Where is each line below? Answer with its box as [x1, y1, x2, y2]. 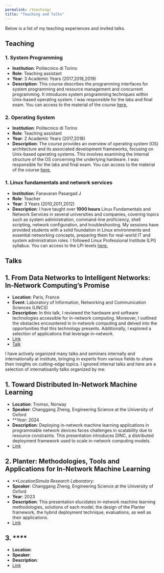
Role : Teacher [12, 195, 41, 201]
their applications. [12, 514, 49, 520]
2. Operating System [5, 114, 55, 121]
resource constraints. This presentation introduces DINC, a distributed [12, 433, 154, 438]
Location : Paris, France [12, 294, 60, 300]
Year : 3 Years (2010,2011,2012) [12, 201, 75, 207]
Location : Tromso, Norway [12, 401, 67, 407]
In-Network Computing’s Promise [5, 281, 110, 290]
